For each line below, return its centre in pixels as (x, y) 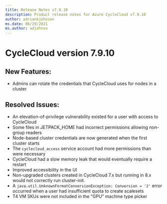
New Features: (28, 71)
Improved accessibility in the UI (45, 169)
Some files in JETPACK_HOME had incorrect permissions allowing (80, 127)
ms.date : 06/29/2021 (27, 24)
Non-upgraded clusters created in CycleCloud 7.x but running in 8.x (82, 175)
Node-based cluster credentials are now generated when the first (80, 137)
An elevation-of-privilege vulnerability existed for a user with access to (85, 116)
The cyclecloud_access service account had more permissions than (82, 148)
